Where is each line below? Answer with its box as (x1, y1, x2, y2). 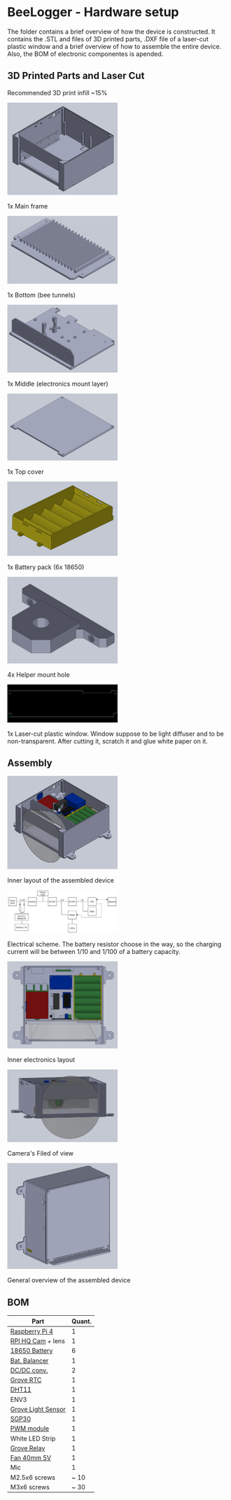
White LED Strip (10, 1434, 56, 1443)
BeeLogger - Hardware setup (7, 4, 179, 20)
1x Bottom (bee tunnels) (7, 291, 76, 300)
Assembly (7, 757, 52, 769)
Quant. (71, 1317, 92, 1325)
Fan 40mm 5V (10, 1454, 51, 1462)
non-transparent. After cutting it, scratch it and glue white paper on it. (7, 736, 208, 745)
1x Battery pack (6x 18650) (7, 563, 85, 571)
